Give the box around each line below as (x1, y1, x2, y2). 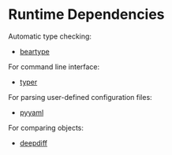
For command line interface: (8, 61, 100, 72)
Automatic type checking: (8, 31, 92, 41)
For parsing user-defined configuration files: (8, 92, 152, 101)
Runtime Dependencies (8, 6, 165, 24)
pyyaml (19, 108, 44, 117)
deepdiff (19, 138, 48, 147)
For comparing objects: (8, 123, 84, 132)
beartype (19, 46, 50, 56)
